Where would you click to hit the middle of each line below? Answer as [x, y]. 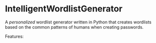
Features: [14, 36]
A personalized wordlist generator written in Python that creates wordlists [78, 22]
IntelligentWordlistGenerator [64, 9]
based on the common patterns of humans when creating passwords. [74, 27]
